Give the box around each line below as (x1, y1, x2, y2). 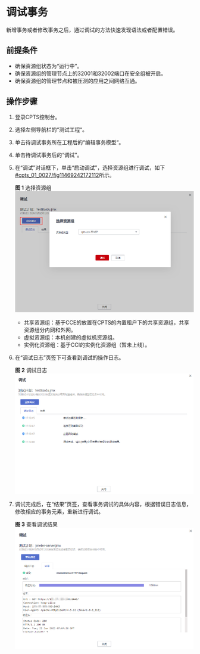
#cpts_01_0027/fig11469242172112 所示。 (14, 171, 115, 179)
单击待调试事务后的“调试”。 (14, 151, 83, 158)
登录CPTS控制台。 (14, 113, 61, 120)
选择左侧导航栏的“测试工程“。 (14, 126, 88, 133)
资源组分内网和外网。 (23, 326, 76, 334)
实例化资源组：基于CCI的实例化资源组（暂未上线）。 (23, 341, 151, 348)
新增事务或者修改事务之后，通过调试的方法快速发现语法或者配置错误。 (6, 26, 179, 33)
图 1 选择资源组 (14, 184, 52, 191)
